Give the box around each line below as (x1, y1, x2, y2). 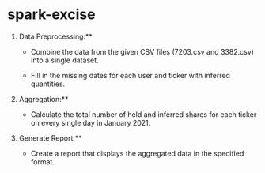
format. (30, 156, 55, 167)
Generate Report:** (18, 133, 82, 143)
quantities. (30, 79, 66, 88)
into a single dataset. (30, 55, 100, 65)
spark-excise (7, 6, 96, 24)
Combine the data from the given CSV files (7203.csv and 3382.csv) (30, 47, 255, 56)
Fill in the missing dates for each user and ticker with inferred (30, 70, 231, 80)
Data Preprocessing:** (18, 32, 93, 41)
